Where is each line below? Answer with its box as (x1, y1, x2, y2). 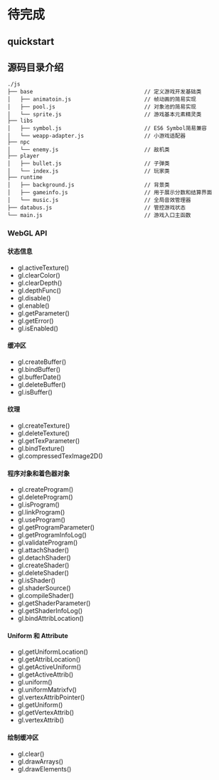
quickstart (7, 35, 55, 47)
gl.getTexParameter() (17, 436, 80, 445)
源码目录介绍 (7, 61, 64, 74)
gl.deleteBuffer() (17, 380, 66, 389)
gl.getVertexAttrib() (17, 708, 75, 717)
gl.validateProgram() (17, 538, 78, 547)
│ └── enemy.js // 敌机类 (7, 146, 170, 153)
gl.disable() (17, 293, 51, 302)
